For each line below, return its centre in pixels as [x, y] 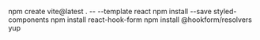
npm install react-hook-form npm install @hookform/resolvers [152, 20]
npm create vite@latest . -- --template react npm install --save [110, 11]
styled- [225, 11]
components [29, 20]
